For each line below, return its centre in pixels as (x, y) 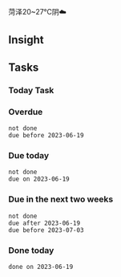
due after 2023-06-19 (44, 223)
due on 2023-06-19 (39, 179)
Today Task (31, 90)
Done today (31, 250)
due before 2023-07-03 (46, 230)
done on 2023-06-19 (41, 267)
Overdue (26, 112)
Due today (29, 155)
